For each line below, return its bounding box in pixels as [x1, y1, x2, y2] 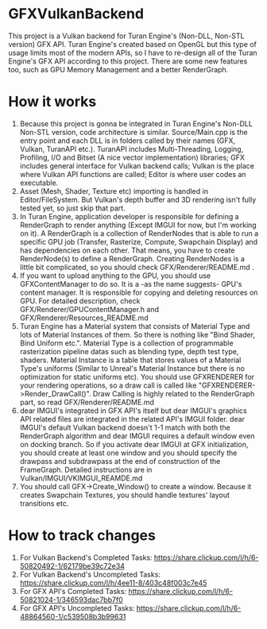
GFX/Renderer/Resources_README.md [19, 313, 149, 322]
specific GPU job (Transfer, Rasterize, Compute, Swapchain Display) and [19, 237, 258, 246]
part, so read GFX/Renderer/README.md [19, 397, 155, 407]
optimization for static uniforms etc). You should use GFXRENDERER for [19, 372, 255, 381]
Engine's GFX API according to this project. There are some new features [8, 56, 248, 66]
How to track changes [8, 527, 157, 545]
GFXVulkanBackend [8, 5, 145, 23]
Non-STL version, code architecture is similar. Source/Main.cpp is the [19, 127, 248, 137]
